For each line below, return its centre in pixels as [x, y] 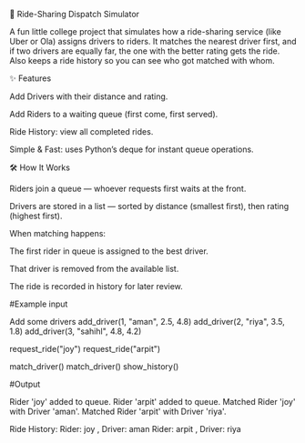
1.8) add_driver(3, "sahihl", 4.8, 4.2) [76, 331]
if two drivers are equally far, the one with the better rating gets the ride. [145, 51]
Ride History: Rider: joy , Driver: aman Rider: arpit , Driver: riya [125, 429]
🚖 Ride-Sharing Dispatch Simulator [74, 14]
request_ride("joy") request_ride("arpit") [85, 349]
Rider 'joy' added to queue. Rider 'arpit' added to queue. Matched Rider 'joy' [152, 402]
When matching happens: [58, 233]
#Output [25, 384]
